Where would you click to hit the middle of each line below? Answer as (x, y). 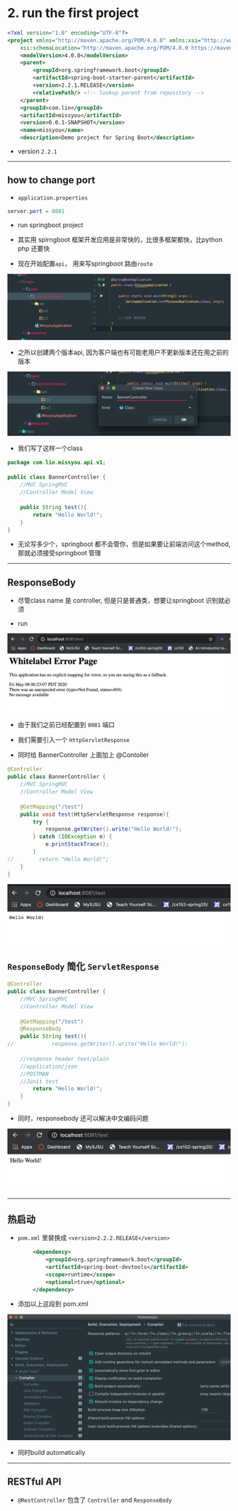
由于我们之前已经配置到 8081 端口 (66, 725)
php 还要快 (34, 248)
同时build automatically (51, 1452)
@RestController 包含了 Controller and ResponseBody (95, 1500)
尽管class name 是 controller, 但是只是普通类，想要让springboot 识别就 (121, 601)
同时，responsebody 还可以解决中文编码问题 (83, 1118)
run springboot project (50, 224)
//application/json (49, 1067)
